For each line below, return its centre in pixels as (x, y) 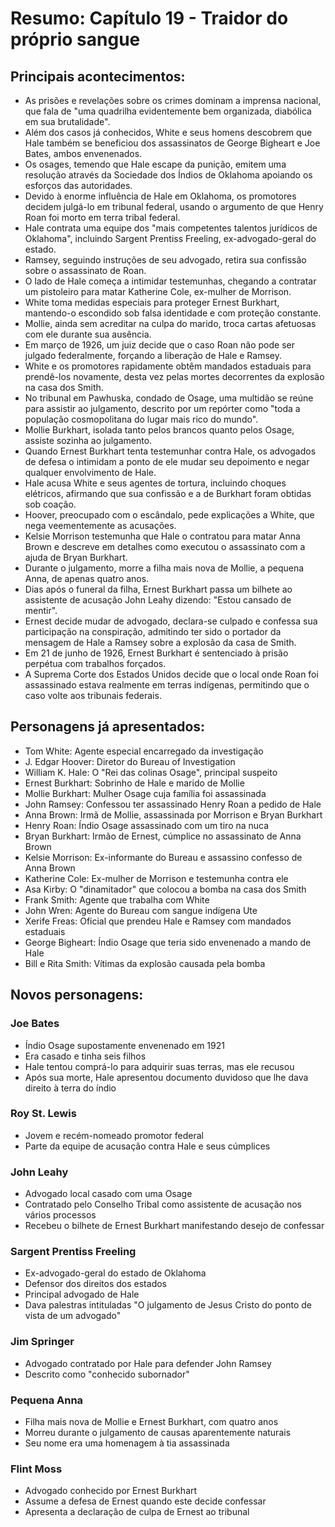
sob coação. (50, 504)
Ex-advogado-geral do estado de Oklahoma (115, 1273)
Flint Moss (36, 1469)
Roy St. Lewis (43, 1114)
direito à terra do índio (70, 1088)
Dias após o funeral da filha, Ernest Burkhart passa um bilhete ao (158, 589)
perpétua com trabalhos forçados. (95, 663)
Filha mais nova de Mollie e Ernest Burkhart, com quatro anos (151, 1421)
